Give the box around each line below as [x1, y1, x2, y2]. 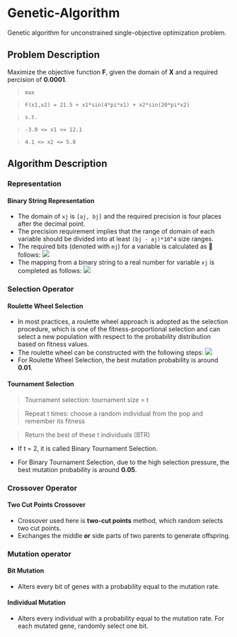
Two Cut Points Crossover [7, 500, 86, 509]
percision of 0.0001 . [7, 75, 67, 84]
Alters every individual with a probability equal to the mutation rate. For [17, 614, 225, 623]
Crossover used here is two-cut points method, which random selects [17, 516, 224, 524]
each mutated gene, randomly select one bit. [17, 621, 149, 631]
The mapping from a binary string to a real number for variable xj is [17, 258, 214, 267]
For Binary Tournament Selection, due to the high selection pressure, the [17, 458, 230, 466]
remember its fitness [24, 416, 86, 425]
